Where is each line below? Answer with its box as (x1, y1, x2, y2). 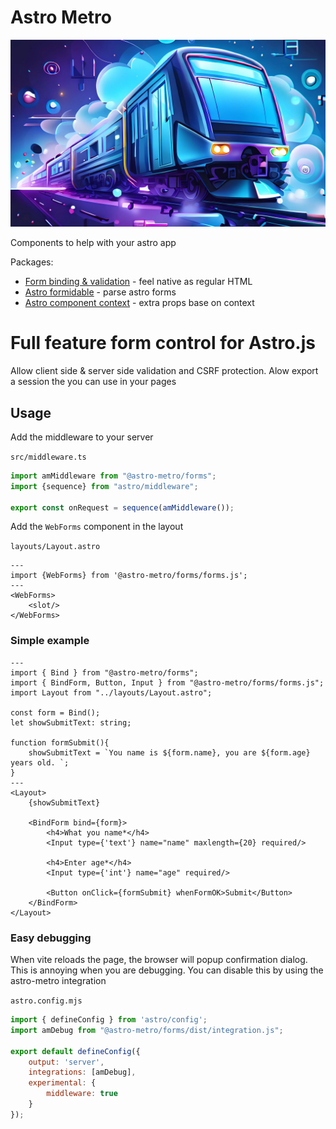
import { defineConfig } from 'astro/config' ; (10, 1015, 208, 1025)
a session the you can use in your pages (10, 376, 177, 388)
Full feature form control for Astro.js (10, 332, 316, 355)
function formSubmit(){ (10, 737, 110, 748)
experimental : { (28, 1078, 97, 1088)
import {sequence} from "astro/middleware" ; (10, 481, 199, 491)
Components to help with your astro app (10, 237, 177, 249)
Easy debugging (10, 931, 92, 945)
